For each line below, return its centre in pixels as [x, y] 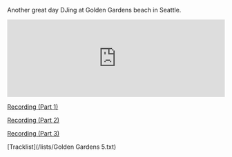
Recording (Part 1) [33, 107]
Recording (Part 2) [33, 120]
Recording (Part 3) [33, 133]
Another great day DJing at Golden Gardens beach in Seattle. [94, 10]
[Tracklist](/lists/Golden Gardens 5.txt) [62, 147]
